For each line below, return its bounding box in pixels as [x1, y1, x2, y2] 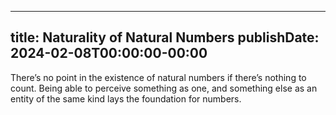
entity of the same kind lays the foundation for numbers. [10, 92, 242, 105]
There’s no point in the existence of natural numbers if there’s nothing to [10, 71, 307, 83]
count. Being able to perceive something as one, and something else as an [10, 82, 318, 94]
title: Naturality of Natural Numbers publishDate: [10, 29, 320, 46]
